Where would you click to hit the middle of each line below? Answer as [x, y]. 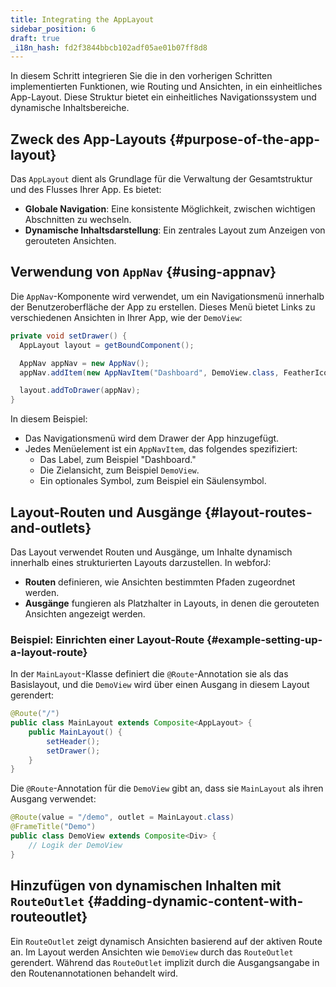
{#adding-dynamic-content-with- [195, 901]
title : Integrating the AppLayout [82, 19]
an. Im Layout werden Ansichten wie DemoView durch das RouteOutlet [152, 952]
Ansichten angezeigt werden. [85, 613]
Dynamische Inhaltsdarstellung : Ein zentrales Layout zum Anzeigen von [175, 230]
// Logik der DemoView [75, 845]
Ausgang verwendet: [53, 799]
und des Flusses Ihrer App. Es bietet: [86, 190]
